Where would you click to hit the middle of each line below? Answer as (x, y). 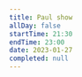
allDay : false (35, 26)
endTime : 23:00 (37, 42)
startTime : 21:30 (41, 34)
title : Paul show (41, 17)
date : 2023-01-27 (41, 50)
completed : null (39, 58)
